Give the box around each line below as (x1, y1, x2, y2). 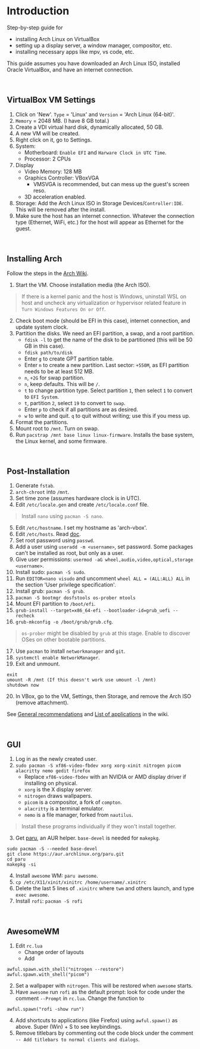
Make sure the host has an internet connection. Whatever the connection (15, 212, 195, 219)
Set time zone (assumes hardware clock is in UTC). (15, 495, 142, 502)
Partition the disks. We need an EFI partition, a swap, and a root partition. (15, 329, 195, 337)
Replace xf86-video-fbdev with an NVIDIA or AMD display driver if (24, 773, 186, 780)
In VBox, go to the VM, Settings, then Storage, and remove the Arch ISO (15, 693, 192, 700)
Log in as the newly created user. (15, 755, 97, 763)
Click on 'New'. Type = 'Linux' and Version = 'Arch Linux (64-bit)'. (15, 110, 175, 118)
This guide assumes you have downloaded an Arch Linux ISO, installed (7, 60, 180, 67)
